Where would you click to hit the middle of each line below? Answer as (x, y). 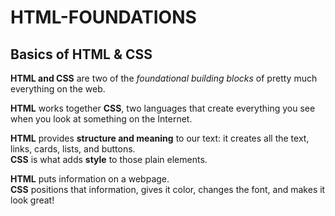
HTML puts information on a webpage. (90, 179)
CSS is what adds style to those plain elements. (109, 159)
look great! (32, 200)
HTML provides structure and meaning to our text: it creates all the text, (160, 138)
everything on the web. (58, 89)
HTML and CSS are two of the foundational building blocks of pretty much (164, 78)
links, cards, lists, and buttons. (73, 149)
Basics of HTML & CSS (81, 54)
